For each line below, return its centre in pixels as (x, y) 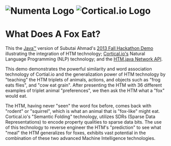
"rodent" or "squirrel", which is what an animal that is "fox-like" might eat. (82, 111)
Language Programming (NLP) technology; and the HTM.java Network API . (84, 59)
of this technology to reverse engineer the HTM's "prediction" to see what (83, 128)
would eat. (16, 96)
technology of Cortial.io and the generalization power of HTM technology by (86, 74)
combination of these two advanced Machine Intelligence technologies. (80, 138)
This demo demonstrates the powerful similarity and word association (79, 69)
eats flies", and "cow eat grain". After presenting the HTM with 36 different (84, 85)
